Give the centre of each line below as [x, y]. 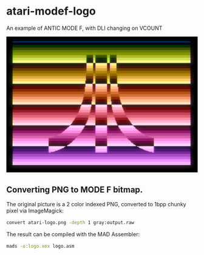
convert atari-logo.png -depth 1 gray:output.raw [70, 223]
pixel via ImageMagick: [35, 211]
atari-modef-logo [51, 11]
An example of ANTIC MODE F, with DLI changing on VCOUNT [84, 28]
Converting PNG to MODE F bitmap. [75, 190]
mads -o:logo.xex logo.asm [40, 246]
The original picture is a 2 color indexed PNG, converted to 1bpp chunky [96, 204]
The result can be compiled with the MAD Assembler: [73, 234]
